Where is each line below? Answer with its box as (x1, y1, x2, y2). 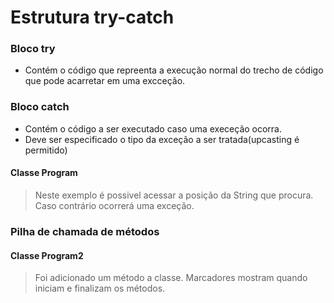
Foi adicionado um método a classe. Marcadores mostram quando (34, 272, 308, 284)
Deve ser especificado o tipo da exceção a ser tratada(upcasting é (24, 133, 300, 145)
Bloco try (10, 42, 56, 56)
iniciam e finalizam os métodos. (34, 282, 166, 295)
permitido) (24, 144, 68, 156)
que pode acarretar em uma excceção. (24, 75, 186, 87)
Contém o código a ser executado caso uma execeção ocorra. (24, 122, 283, 135)
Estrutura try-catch (10, 6, 175, 29)
